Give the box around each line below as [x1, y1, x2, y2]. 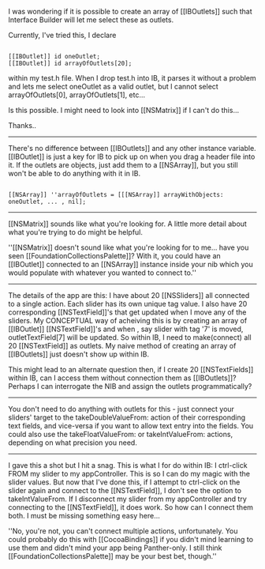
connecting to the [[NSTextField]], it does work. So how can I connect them [8, 503, 254, 512]
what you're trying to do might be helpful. [8, 228, 144, 236]
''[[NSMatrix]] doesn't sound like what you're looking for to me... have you [8, 243, 249, 252]
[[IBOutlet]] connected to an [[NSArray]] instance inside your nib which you [8, 260, 254, 269]
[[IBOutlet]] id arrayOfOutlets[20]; [8, 59, 132, 67]
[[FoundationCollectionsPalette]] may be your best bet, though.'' [8, 552, 217, 560]
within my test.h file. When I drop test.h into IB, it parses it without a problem [8, 73, 256, 82]
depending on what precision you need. [8, 438, 138, 447]
